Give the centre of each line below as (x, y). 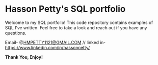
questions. (16, 33)
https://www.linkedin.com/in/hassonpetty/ (48, 47)
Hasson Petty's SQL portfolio (66, 9)
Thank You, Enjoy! (24, 57)
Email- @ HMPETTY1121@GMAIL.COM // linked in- (55, 42)
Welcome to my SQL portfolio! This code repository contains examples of (79, 22)
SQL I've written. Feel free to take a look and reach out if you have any (76, 27)
